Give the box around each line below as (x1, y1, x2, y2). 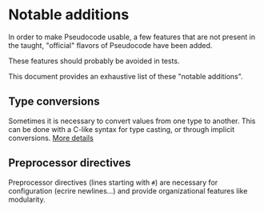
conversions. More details (8, 133, 94, 142)
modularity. (8, 194, 46, 204)
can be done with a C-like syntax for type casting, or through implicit (8, 124, 235, 134)
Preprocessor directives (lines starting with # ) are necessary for (8, 178, 218, 187)
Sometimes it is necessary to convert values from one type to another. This (8, 116, 256, 126)
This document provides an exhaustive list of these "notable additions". (8, 71, 243, 81)
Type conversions (8, 94, 100, 109)
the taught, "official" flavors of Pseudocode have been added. (8, 40, 213, 50)
